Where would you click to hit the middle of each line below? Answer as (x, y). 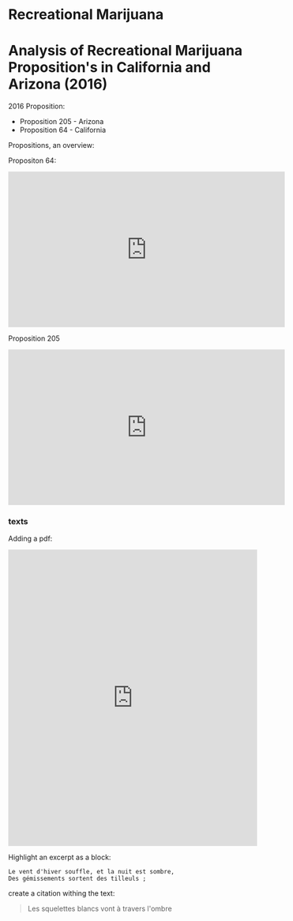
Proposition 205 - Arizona (62, 122)
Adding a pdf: (30, 538)
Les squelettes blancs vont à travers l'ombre (100, 909)
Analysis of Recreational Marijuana (126, 51)
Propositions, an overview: (51, 145)
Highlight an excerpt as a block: (60, 857)
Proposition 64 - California (63, 130)
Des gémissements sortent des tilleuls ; (77, 879)
